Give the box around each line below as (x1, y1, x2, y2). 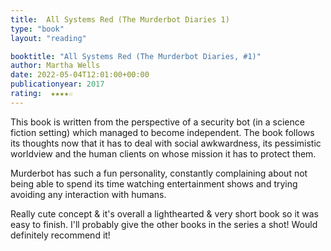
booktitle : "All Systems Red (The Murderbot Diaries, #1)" (10, 51, 262, 61)
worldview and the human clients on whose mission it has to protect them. (10, 147, 317, 160)
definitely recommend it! (10, 229, 111, 241)
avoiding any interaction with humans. (10, 188, 167, 200)
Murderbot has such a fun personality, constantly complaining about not (10, 167, 308, 179)
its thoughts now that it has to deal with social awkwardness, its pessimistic (10, 137, 322, 149)
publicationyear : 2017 (10, 79, 105, 90)
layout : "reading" (10, 33, 87, 43)
